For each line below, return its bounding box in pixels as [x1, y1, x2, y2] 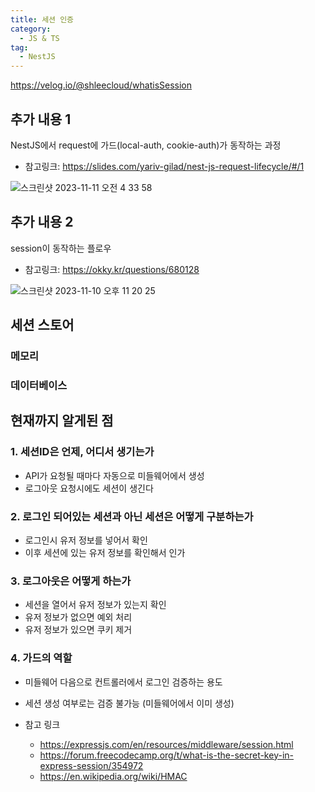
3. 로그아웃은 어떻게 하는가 [10, 574, 132, 588]
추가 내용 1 [10, 111, 72, 128]
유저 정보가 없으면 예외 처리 [24, 611, 133, 623]
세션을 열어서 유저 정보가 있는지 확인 [24, 599, 167, 611]
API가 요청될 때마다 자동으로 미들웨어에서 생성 [24, 469, 205, 481]
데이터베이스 [10, 378, 68, 392]
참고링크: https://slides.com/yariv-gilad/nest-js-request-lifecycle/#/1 [24, 160, 305, 172]
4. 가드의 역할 [10, 651, 73, 665]
